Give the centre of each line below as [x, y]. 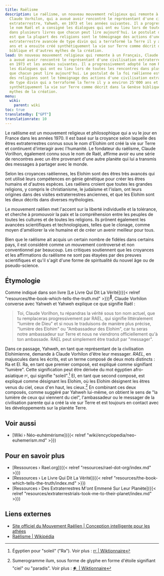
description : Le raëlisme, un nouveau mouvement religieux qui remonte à [82, 14]
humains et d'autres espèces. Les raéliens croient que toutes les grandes [79, 184]
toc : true [15, 110]
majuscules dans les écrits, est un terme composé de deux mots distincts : [80, 359]
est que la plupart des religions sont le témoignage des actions [78, 37]
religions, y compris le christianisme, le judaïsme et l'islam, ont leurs [73, 189]
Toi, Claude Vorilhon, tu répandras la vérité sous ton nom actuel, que [86, 313]
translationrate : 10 [26, 119]
